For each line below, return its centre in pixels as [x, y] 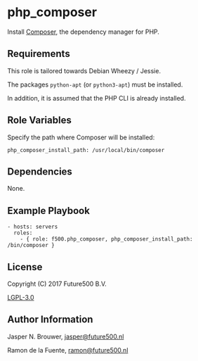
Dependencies [40, 171]
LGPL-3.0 [21, 297]
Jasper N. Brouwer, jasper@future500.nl [66, 336]
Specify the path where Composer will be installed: [81, 137]
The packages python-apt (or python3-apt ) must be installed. [95, 84]
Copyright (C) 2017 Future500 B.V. [57, 284]
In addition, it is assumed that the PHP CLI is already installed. [97, 98]
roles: [23, 233]
